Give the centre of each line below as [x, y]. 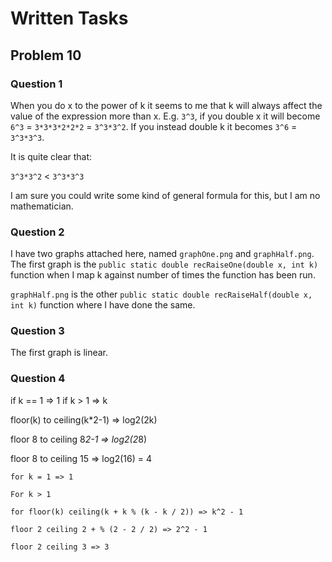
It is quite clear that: [51, 156]
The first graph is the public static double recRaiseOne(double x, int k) [164, 264]
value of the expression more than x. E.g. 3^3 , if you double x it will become [165, 116]
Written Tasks [69, 18]
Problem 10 [46, 55]
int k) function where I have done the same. [103, 305]
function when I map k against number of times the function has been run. [163, 275]
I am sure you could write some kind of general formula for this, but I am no [165, 195]
